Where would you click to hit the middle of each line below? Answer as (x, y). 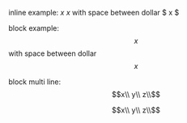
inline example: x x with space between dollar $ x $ (94, 13)
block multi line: (35, 82)
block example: (34, 28)
